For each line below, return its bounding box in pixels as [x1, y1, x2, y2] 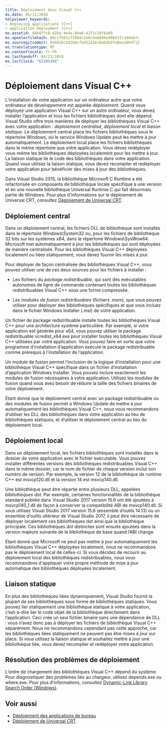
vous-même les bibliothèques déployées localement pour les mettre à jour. [5, 150, 159, 156]
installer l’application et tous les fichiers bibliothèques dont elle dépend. [5, 113, 153, 119]
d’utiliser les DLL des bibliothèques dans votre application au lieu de [5, 411, 145, 417]
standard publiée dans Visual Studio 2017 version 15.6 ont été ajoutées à [5, 497, 154, 503]
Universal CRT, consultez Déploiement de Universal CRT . [5, 197, 123, 203]
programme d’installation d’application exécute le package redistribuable [5, 344, 155, 350]
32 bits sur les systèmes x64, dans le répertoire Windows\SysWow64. [5, 236, 149, 241]
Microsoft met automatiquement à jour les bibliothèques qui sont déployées [5, 241, 161, 247]
